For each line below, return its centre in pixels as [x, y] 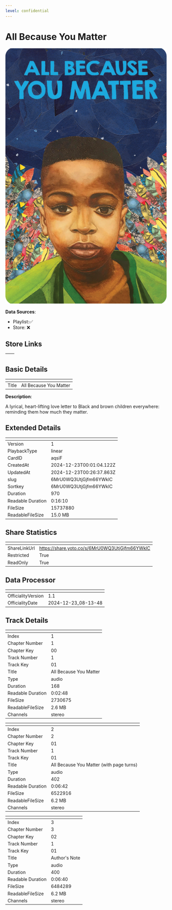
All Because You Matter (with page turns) [94, 765]
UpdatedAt [19, 472]
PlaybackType [22, 451]
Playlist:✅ [23, 322]
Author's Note [66, 858]
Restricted [18, 555]
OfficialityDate [23, 603]
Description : [19, 397]
